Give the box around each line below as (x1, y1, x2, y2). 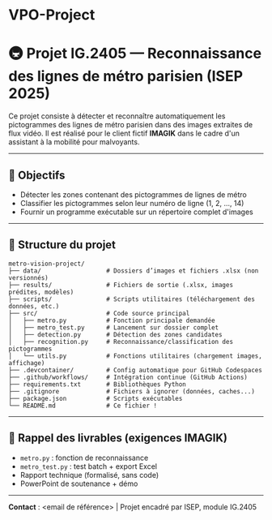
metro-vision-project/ (8, 260, 85, 268)
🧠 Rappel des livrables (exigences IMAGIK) (8, 432, 228, 445)
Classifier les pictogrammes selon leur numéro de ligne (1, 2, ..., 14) (19, 198, 244, 208)
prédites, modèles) (8, 288, 74, 296)
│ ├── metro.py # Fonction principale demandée (8, 316, 216, 324)
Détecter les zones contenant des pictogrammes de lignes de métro (19, 189, 247, 200)
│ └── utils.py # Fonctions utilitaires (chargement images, (8, 351, 263, 360)
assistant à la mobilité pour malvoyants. (8, 137, 140, 147)
